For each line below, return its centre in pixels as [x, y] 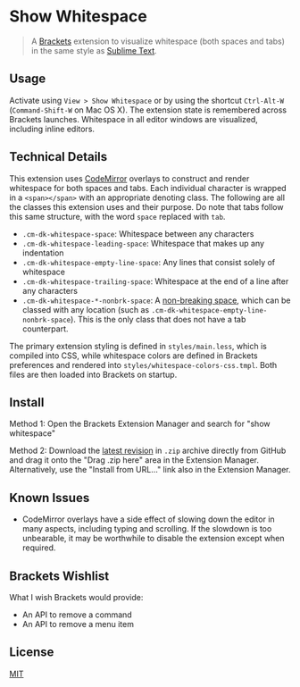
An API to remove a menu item [78, 624]
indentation [43, 253]
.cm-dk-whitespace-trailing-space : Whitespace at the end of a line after [155, 281]
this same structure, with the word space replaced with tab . [117, 216]
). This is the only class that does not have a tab [158, 319]
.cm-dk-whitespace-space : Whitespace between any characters [138, 233]
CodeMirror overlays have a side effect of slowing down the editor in [148, 519]
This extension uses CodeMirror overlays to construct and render [129, 178]
